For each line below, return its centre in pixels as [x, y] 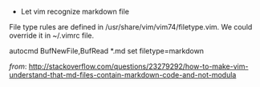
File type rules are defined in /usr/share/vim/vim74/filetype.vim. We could [131, 27]
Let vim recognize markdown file [75, 12]
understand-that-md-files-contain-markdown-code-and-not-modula [123, 75]
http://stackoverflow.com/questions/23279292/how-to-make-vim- [138, 66]
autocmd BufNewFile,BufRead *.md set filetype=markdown [106, 51]
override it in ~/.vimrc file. [52, 36]
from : [18, 66]
